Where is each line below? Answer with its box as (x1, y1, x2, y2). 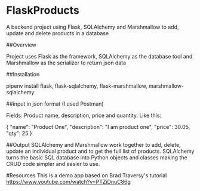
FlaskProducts (6, 4, 79, 17)
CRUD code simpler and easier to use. (6, 160, 100, 167)
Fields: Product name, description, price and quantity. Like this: (6, 112, 162, 119)
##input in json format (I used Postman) (6, 100, 104, 107)
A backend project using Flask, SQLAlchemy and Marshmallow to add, (6, 23, 179, 30)
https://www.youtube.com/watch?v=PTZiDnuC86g (6, 178, 131, 185)
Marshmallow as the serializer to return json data (6, 59, 127, 66)
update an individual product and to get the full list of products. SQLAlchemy (6, 147, 195, 155)
